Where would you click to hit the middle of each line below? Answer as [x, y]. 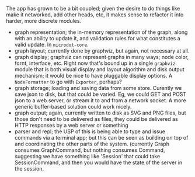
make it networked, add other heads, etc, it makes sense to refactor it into [95, 15]
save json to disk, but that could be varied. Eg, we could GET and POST [100, 94]
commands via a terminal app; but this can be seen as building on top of [101, 138]
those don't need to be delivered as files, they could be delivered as [96, 119]
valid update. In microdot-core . [51, 44]
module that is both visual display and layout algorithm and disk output [100, 69]
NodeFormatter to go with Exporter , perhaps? [68, 82]
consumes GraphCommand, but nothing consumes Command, [90, 150]
